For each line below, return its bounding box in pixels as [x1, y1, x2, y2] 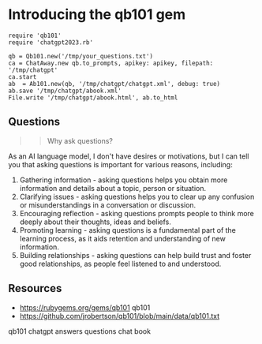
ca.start [8, 73, 37, 80]
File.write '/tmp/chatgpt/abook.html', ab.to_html [8, 93, 178, 102]
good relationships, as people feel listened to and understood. [19, 259, 222, 268]
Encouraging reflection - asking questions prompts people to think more [19, 208, 255, 218]
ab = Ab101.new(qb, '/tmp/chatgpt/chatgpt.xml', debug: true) [8, 80, 221, 88]
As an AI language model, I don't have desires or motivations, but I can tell [8, 151, 249, 161]
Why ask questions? [47, 136, 113, 145]
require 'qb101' [8, 32, 62, 39]
